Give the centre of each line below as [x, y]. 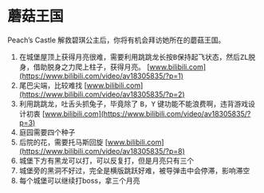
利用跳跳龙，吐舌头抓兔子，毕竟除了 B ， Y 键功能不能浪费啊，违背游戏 [134, 104]
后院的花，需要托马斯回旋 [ [63, 142]
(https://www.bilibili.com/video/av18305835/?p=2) [102, 94]
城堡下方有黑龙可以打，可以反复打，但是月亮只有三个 [106, 160]
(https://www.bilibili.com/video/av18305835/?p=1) [101, 76]
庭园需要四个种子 [47, 132]
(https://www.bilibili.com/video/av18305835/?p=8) [102, 151]
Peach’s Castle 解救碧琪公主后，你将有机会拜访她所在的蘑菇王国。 [116, 40]
